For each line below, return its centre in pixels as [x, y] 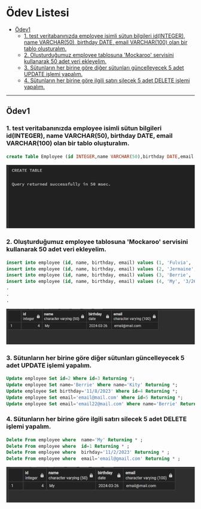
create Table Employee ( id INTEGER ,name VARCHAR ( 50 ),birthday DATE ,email [100, 156]
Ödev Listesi [38, 13]
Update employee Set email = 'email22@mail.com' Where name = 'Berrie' [92, 404]
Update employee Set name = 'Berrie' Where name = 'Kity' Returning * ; [92, 385]
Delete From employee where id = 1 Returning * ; [68, 446]
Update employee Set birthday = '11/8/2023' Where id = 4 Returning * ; [92, 391]
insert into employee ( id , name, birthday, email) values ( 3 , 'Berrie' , [99, 275]
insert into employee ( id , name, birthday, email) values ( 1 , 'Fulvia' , [99, 263]
